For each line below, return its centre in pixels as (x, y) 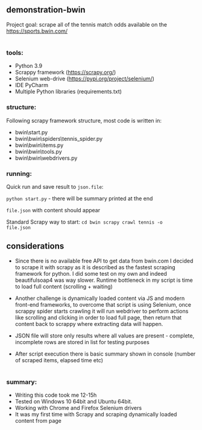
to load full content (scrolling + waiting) (64, 286)
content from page (38, 421)
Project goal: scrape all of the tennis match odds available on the (87, 24)
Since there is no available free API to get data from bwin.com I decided (104, 261)
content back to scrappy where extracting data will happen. (89, 324)
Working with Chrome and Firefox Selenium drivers (78, 408)
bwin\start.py (31, 132)
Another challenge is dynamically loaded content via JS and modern (100, 298)
